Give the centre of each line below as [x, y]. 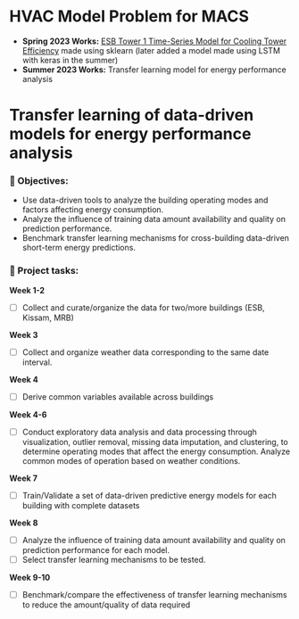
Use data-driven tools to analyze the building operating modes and [145, 200]
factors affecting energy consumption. [93, 210]
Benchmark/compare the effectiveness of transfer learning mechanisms [154, 595]
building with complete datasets [81, 506]
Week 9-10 [30, 578]
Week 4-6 [28, 414]
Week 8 [24, 523]
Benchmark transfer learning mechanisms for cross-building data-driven [156, 238]
